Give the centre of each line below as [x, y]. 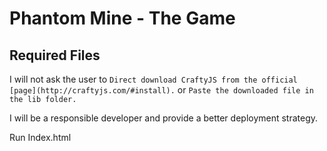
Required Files [55, 55]
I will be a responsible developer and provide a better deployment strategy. [164, 118]
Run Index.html [40, 137]
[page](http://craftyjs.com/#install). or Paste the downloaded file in [161, 90]
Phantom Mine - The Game [122, 18]
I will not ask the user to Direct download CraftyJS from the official [153, 79]
